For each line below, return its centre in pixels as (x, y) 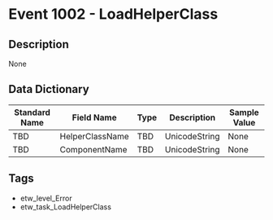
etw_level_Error (46, 198)
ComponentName (93, 149)
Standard (32, 112)
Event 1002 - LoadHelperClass (113, 14)
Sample (244, 112)
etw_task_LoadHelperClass (66, 207)
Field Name (94, 117)
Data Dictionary (49, 89)
